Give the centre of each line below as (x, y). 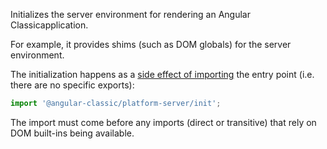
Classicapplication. (49, 25)
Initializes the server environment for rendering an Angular (130, 14)
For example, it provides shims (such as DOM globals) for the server (151, 44)
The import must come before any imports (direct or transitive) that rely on (163, 122)
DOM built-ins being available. (72, 133)
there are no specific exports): (72, 85)
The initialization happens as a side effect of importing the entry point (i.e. (162, 74)
